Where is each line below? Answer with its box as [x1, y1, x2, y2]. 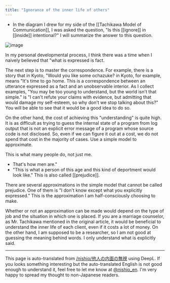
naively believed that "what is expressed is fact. [5, 57, 105, 63]
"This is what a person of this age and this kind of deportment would [12, 166, 156, 172]
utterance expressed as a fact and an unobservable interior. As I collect [5, 83, 154, 89]
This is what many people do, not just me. [5, 151, 93, 157]
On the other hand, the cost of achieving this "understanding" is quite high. [5, 115, 162, 121]
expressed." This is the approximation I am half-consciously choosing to [5, 192, 156, 198]
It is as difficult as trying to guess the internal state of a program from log [5, 120, 158, 126]
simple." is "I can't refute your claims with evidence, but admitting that [5, 94, 152, 100]
